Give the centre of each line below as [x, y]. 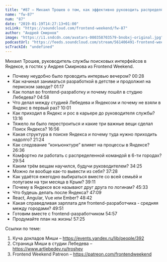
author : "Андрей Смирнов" [32, 33]
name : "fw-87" [20, 14]
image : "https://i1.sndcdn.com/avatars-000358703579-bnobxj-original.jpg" [84, 38]
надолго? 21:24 [28, 139]
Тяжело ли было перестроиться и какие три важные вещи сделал [83, 124]
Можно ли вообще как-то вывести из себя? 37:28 [65, 171]
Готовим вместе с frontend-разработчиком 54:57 [65, 213]
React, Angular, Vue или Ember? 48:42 [52, 198]
